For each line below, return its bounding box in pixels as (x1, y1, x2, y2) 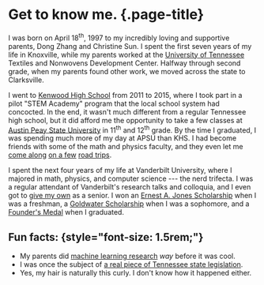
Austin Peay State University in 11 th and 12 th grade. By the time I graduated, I (8, 124, 257, 135)
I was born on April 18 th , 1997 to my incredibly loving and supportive (8, 32, 230, 43)
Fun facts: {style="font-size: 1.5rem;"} (8, 231, 204, 244)
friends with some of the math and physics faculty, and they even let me (8, 142, 243, 152)
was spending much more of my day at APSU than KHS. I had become (8, 133, 237, 143)
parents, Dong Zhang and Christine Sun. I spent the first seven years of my (8, 41, 252, 51)
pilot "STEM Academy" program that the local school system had (8, 99, 220, 108)
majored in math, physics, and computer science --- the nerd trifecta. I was (8, 174, 254, 183)
